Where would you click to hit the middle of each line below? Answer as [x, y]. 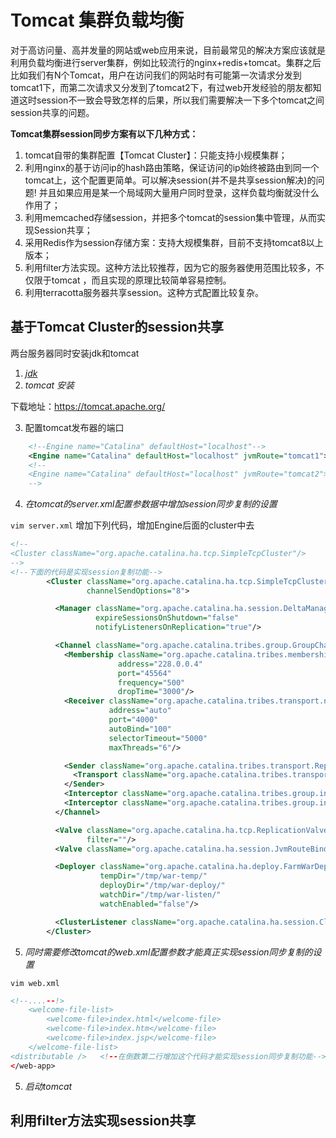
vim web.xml [35, 983]
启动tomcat [48, 1086]
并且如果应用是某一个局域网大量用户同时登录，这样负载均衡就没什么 [179, 192]
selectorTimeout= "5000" [158, 738]
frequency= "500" [151, 682]
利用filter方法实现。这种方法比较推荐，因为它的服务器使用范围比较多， [170, 267]
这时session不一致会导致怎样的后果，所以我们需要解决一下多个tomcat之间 [171, 100]
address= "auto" [140, 711]
